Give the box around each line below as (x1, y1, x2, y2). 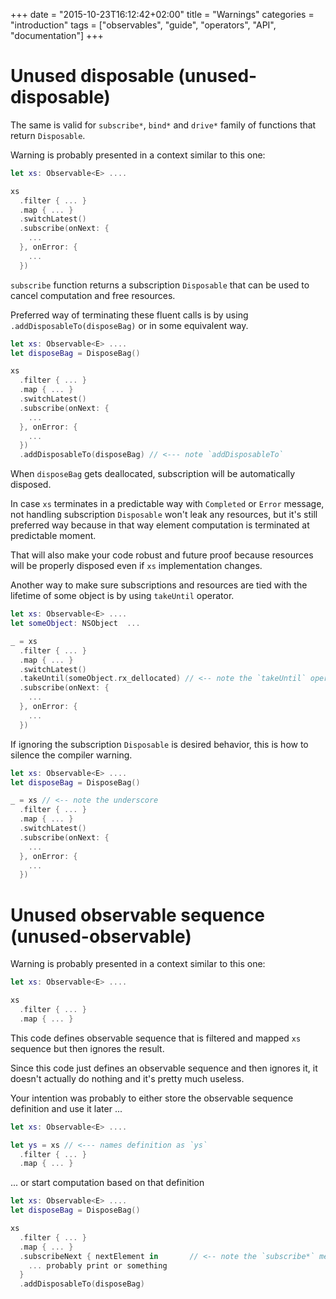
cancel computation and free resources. (10, 289, 176, 301)
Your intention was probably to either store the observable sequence (10, 1092, 294, 1104)
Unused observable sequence (10, 904, 266, 926)
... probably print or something (28, 1260, 168, 1271)
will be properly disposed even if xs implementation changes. (10, 560, 263, 572)
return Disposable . (10, 129, 86, 141)
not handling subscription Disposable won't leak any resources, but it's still (10, 509, 318, 521)
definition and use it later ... (10, 1102, 123, 1114)
